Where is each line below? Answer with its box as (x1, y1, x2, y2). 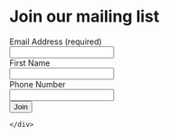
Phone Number (9, 78, 66, 89)
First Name (9, 57, 51, 68)
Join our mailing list (9, 6, 160, 27)
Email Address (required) (9, 36, 102, 47)
